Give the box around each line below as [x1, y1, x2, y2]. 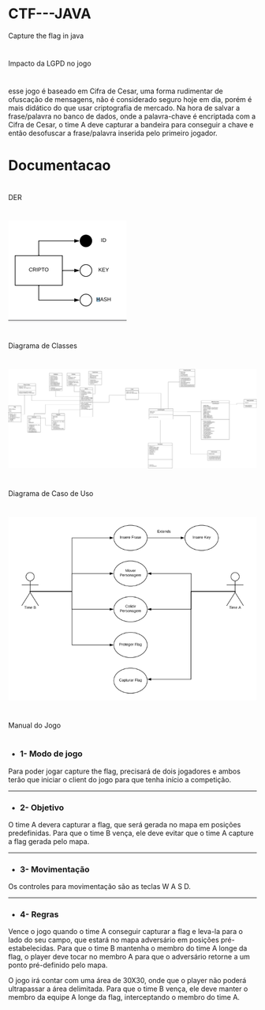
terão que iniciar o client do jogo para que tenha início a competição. [8, 774, 232, 784]
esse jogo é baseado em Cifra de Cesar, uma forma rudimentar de [8, 86, 223, 96]
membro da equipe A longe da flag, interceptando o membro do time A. [8, 993, 241, 1002]
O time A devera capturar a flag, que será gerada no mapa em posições [8, 819, 241, 829]
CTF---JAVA [8, 5, 91, 23]
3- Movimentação [19, 864, 90, 875]
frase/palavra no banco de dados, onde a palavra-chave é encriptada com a [8, 112, 256, 121]
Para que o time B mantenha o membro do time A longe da [57, 944, 248, 953]
